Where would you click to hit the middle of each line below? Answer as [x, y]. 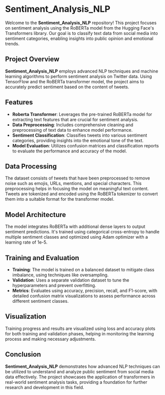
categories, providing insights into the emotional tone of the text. [78, 140]
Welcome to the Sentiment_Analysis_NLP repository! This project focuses [81, 23]
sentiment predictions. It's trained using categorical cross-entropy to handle [82, 232]
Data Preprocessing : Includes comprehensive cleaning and [73, 125]
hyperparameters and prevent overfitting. [54, 285]
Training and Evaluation [42, 258]
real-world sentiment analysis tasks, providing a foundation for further [76, 382]
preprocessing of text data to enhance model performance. [72, 130]
